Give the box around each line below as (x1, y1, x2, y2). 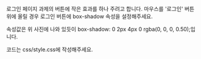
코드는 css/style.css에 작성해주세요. (6, 46, 93, 53)
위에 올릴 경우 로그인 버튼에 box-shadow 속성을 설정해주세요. (6, 13, 153, 20)
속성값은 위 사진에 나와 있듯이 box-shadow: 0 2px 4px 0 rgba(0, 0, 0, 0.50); (6, 26, 191, 33)
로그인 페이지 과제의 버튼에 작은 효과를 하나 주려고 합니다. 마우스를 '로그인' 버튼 (6, 5, 195, 12)
